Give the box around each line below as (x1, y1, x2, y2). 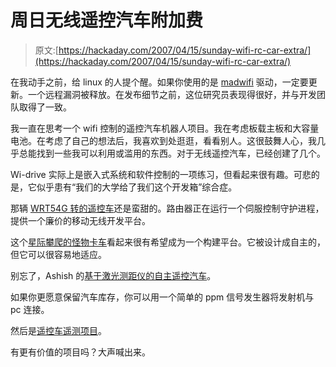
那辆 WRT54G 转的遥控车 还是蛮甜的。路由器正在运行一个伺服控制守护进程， (10, 202, 325, 214)
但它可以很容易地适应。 (10, 248, 107, 260)
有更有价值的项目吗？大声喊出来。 (10, 346, 151, 358)
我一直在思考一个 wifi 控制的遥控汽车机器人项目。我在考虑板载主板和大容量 (10, 122, 320, 134)
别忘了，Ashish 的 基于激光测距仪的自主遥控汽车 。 (10, 269, 217, 281)
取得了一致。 (18, 101, 72, 113)
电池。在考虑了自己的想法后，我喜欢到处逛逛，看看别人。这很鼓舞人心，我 (10, 134, 317, 146)
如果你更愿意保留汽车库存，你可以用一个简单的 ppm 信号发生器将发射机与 (10, 291, 315, 303)
